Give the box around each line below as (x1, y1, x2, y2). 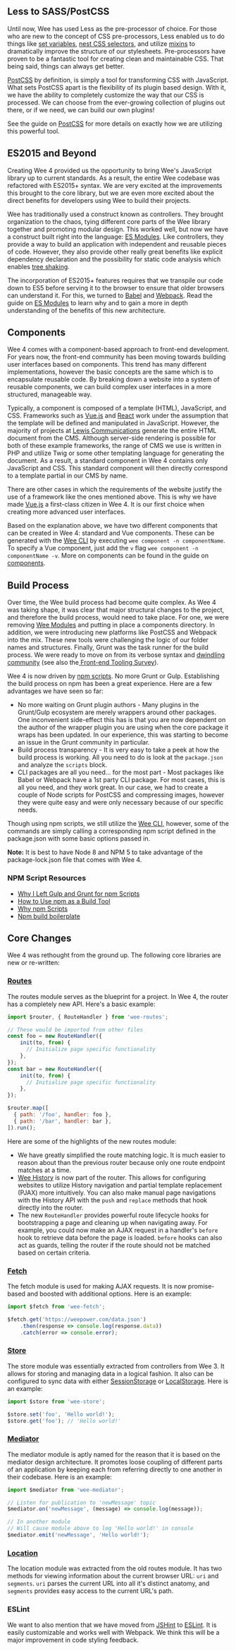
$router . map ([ (7, 1105, 49, 1112)
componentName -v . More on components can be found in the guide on (7, 551, 209, 560)
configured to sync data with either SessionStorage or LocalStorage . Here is (7, 1377, 229, 1385)
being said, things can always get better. (7, 61, 125, 70)
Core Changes (7, 932, 72, 944)
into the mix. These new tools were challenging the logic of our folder (7, 636, 209, 644)
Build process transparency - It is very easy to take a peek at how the (17, 745, 220, 755)
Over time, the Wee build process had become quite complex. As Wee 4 (7, 598, 216, 607)
